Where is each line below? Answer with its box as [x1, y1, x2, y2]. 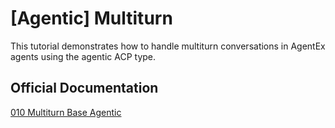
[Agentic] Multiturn [10, 7, 173, 30]
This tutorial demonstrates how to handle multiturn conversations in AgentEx [10, 40, 326, 52]
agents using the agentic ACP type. [10, 50, 157, 62]
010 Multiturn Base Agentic [10, 106, 122, 118]
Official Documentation [10, 80, 159, 97]
